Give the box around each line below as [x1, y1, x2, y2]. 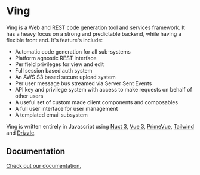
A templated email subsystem [14, 111, 88, 118]
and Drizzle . [6, 129, 36, 136]
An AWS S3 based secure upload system [14, 73, 116, 80]
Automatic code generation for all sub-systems [14, 48, 131, 55]
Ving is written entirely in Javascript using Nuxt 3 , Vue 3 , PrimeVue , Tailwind [6, 123, 194, 130]
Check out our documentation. [6, 162, 82, 169]
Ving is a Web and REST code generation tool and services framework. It [6, 24, 185, 31]
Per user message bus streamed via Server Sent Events [14, 79, 152, 87]
